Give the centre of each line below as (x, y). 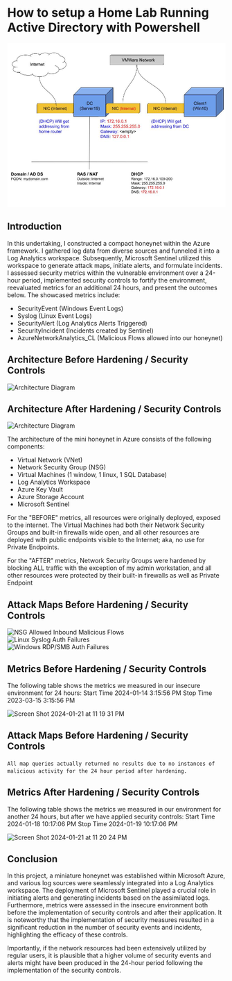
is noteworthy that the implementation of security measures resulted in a (111, 920)
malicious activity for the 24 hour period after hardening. (97, 771)
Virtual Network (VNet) (50, 460)
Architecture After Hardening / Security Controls (114, 409)
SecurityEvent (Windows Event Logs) (70, 308)
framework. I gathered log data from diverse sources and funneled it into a (114, 251)
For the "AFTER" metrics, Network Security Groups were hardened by (107, 561)
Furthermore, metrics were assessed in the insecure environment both (108, 905)
